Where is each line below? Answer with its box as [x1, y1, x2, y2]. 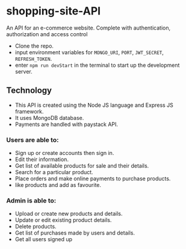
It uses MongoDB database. [14, 114, 84, 121]
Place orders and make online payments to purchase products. [14, 175, 171, 182]
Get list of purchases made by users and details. [14, 229, 135, 236]
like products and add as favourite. [14, 181, 101, 189]
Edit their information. [14, 156, 69, 163]
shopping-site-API [6, 4, 101, 18]
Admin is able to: [6, 196, 57, 204]
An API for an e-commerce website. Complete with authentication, [6, 24, 170, 31]
